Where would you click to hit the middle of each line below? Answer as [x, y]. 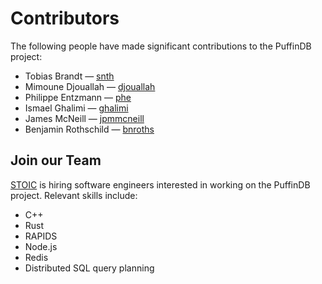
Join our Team [56, 160]
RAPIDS [41, 236]
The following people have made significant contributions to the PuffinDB [161, 46]
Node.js [41, 246]
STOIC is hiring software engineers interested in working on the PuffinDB [160, 184]
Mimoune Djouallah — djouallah [90, 86]
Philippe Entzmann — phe [78, 97]
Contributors [65, 18]
